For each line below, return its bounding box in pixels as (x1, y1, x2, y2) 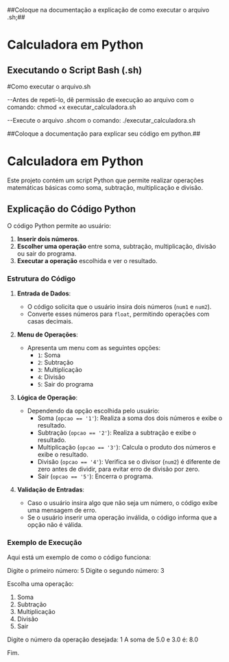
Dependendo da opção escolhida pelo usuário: (27, 407, 160, 415)
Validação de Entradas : (16, 486, 84, 494)
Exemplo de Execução (7, 537, 82, 547)
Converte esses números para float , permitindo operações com (27, 310, 210, 318)
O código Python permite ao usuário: (7, 221, 112, 230)
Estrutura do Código (7, 273, 76, 283)
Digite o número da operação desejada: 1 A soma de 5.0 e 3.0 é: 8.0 (7, 635, 199, 643)
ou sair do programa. (16, 249, 77, 258)
